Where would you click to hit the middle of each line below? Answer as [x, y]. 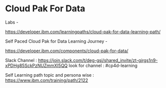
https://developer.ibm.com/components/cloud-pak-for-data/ [67, 51]
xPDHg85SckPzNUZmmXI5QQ [36, 65]
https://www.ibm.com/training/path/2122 [47, 80]
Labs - [12, 22]
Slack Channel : [21, 60]
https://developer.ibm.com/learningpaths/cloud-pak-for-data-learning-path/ [83, 31]
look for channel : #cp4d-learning [103, 65]
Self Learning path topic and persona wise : [50, 75]
